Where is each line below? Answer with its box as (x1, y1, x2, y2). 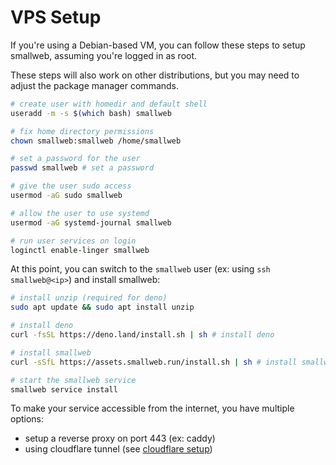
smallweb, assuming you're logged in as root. (10, 49, 198, 61)
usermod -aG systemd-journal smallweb (10, 217, 172, 228)
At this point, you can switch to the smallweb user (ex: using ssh (10, 263, 271, 275)
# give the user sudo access (10, 181, 132, 191)
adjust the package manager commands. (10, 79, 180, 91)
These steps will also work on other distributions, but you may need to (10, 69, 300, 81)
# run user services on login (10, 236, 137, 246)
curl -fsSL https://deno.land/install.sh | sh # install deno (10, 330, 275, 340)
